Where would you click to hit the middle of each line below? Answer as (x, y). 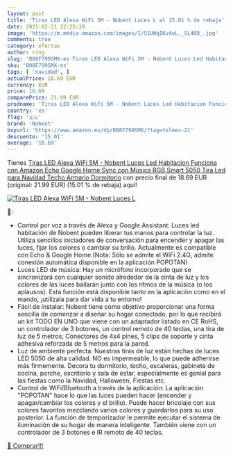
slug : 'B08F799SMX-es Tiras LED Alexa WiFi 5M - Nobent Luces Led (105, 59)
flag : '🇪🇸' (24, 117)
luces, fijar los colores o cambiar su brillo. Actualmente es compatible (116, 248)
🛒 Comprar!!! (25, 446)
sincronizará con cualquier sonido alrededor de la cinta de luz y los (113, 277)
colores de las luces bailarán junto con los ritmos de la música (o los (115, 284)
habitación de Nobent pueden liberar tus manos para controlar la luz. (116, 233)
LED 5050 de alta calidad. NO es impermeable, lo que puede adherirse (118, 358)
